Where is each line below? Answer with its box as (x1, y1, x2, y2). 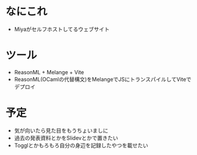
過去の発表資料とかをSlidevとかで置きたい (14, 134, 118, 141)
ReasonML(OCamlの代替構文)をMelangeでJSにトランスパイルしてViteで (14, 75, 192, 83)
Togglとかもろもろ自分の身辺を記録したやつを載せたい (14, 141, 148, 148)
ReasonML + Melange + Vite (14, 68, 85, 75)
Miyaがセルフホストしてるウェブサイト (14, 26, 110, 33)
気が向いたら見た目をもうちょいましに (14, 126, 108, 134)
